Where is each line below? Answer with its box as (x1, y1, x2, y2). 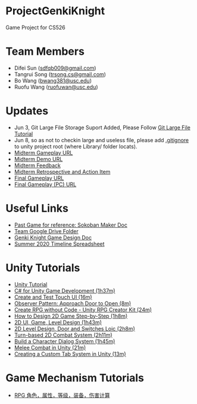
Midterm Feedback (14, 162, 61, 169)
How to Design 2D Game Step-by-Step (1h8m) (14, 312, 128, 320)
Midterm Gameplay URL (14, 149, 73, 156)
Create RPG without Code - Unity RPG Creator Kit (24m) (14, 306, 152, 313)
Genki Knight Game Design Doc (14, 234, 92, 241)
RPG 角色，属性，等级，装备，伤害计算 (14, 392, 111, 399)
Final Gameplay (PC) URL (14, 180, 77, 188)
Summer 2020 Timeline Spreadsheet (14, 240, 105, 248)
